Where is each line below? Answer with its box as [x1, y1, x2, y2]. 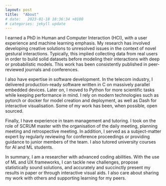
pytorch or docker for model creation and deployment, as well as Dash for [5, 98, 157, 104]
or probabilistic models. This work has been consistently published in [5, 61, 148, 67]
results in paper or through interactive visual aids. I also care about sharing [5, 170, 159, 176]
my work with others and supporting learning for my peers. [5, 175, 126, 181]
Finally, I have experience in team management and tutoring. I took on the [5, 118, 156, 124]
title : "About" [5, 12, 39, 17]
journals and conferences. [24, 67, 79, 73]
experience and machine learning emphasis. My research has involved [5, 40, 151, 46]
